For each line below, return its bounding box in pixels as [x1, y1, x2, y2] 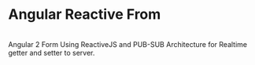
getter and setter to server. [8, 48, 95, 57]
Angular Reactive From [8, 5, 161, 23]
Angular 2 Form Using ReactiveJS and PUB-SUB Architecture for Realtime [8, 39, 248, 49]
